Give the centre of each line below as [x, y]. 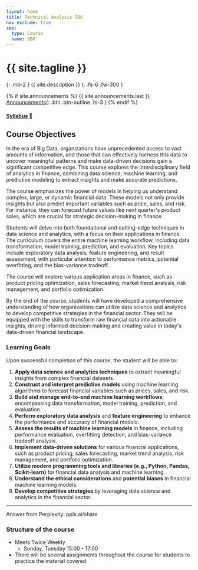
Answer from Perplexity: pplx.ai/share [52, 514]
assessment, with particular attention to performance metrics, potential [92, 259]
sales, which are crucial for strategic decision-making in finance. [85, 217]
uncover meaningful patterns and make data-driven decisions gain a [89, 161]
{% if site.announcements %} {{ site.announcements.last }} [78, 96]
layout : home [22, 12]
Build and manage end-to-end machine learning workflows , [89, 397]
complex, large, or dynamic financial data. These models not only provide [95, 198]
